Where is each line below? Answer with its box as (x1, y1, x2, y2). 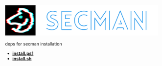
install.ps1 (12, 50, 34, 56)
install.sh (12, 56, 32, 62)
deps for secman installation (5, 41, 62, 47)
